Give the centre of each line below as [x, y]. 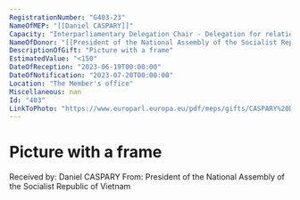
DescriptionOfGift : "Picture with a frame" [92, 51]
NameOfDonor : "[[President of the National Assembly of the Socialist [143, 42]
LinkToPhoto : [33, 108]
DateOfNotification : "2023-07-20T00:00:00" [92, 76]
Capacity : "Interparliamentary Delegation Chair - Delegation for [135, 34]
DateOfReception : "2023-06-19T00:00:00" [86, 68]
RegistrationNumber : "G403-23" [67, 17]
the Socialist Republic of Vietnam [70, 187]
